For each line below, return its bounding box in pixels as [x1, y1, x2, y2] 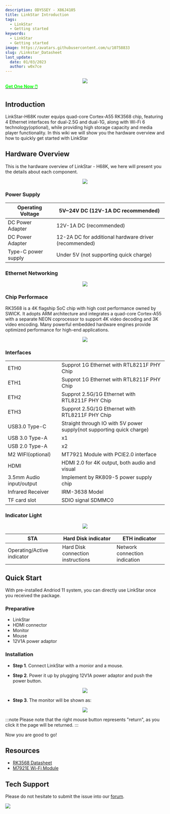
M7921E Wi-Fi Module [12, 765, 59, 771]
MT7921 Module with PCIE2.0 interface [61, 450, 157, 458]
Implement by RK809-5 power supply [61, 473, 152, 480]
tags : [5, 17, 17, 22]
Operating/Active [8, 547, 49, 554]
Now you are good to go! [5, 732, 57, 738]
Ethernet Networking [5, 270, 58, 277]
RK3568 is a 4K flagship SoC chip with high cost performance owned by [5, 305, 156, 311]
